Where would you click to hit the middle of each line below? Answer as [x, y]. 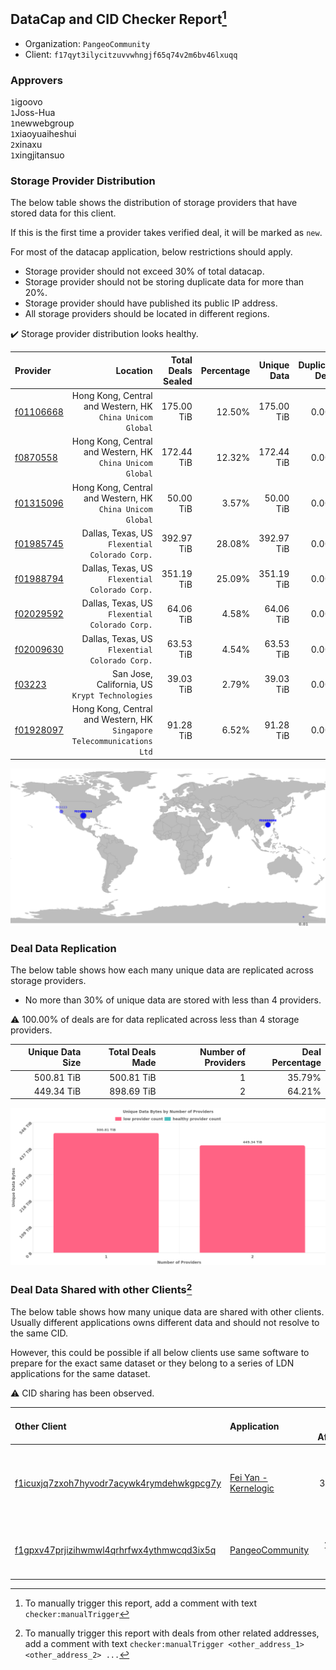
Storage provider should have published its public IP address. [151, 303]
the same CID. [39, 1333]
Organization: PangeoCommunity [87, 43]
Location [134, 370]
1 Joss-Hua [33, 113]
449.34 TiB [57, 1091]
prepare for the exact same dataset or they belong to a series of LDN [152, 1363]
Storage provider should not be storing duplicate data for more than [164, 282]
